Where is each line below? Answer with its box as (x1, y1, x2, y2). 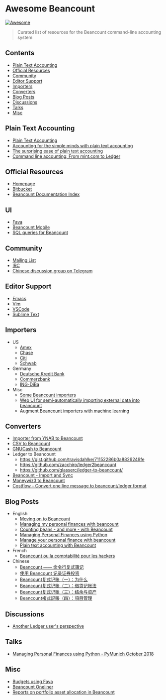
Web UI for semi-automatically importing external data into (19, 397, 140, 403)
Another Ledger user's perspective (12, 623, 84, 629)
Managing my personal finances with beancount (19, 521, 119, 527)
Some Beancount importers (19, 392, 76, 398)
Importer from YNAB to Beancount (12, 435, 83, 441)
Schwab (19, 360, 37, 366)
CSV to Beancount (12, 441, 51, 447)
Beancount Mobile (12, 225, 50, 231)
